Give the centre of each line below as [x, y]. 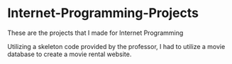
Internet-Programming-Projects [103, 13]
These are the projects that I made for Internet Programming [95, 33]
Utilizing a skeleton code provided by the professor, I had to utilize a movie [116, 46]
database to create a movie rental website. [70, 54]
